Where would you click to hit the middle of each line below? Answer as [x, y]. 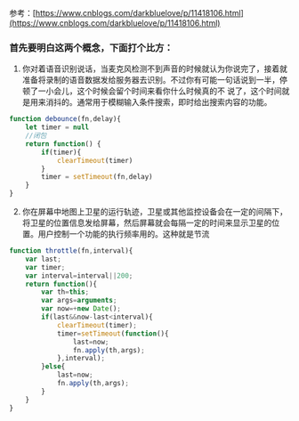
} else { [53, 367]
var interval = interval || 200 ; [79, 275]
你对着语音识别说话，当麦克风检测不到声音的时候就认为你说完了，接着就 [154, 69]
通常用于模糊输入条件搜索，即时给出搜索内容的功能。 [174, 102]
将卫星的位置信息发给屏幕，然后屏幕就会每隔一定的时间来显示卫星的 [147, 223]
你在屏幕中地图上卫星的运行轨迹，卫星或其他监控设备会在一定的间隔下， [154, 212]
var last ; [44, 259]
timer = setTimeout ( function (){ [113, 333]
